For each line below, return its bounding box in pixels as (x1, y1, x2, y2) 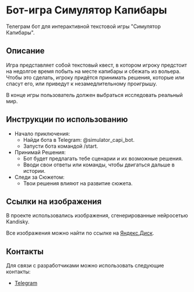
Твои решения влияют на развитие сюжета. (23, 179, 133, 187)
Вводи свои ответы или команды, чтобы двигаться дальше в (23, 161, 175, 168)
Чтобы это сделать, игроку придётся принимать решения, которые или (6, 74, 185, 81)
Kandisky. (6, 218, 30, 225)
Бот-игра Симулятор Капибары (6, 4, 167, 17)
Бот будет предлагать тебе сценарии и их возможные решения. (23, 155, 184, 162)
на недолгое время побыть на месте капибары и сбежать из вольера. (6, 68, 181, 75)
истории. (23, 167, 45, 174)
